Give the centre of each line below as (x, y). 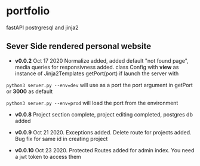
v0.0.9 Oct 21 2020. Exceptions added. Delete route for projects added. (103, 132)
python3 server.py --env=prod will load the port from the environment (92, 103)
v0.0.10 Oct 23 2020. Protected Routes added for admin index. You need (104, 150)
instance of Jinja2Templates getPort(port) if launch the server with (97, 73)
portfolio (28, 11)
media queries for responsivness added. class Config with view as (97, 67)
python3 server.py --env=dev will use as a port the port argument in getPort (99, 85)
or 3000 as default (30, 91)
